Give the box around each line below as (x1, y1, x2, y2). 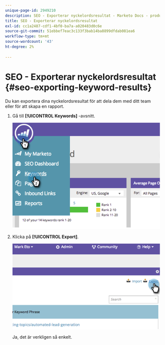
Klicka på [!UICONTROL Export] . (12, 234, 79, 240)
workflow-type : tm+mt (5, 34, 50, 39)
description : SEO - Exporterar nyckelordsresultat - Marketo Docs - (5, 13, 148, 18)
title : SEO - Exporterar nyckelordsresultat (5, 18, 98, 23)
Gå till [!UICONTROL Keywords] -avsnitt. (12, 113, 96, 119)
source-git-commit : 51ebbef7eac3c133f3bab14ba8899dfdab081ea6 (5, 29, 135, 34)
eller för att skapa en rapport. (5, 103, 65, 109)
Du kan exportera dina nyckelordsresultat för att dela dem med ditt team (5, 98, 151, 104)
